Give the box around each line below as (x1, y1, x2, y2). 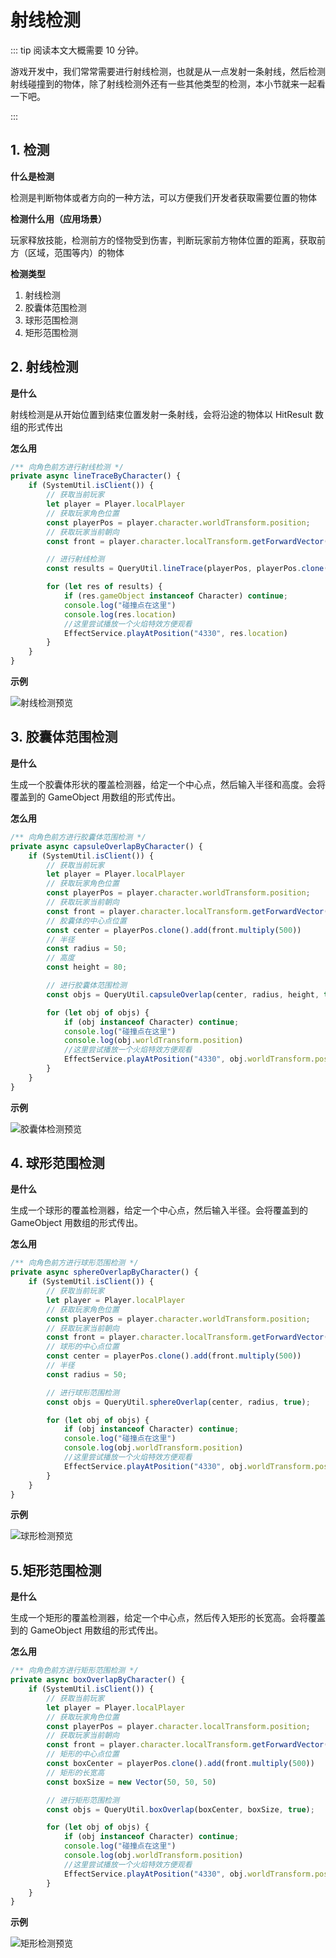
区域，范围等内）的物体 (27, 246, 125, 258)
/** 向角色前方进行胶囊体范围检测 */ (10, 832, 147, 842)
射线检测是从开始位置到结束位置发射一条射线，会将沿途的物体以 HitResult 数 (10, 408, 325, 420)
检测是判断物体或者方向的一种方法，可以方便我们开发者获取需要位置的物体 (10, 191, 317, 203)
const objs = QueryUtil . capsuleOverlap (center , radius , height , (46, 989, 320, 1000)
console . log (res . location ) (63, 609, 177, 620)
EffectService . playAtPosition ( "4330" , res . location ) (63, 628, 288, 638)
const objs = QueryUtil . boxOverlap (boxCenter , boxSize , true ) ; (46, 1804, 315, 1815)
